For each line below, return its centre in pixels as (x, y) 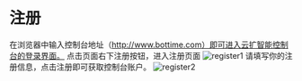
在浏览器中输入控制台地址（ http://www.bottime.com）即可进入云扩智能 (141, 45)
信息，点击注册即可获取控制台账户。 (84, 67)
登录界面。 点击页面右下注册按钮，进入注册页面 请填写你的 (155, 55)
